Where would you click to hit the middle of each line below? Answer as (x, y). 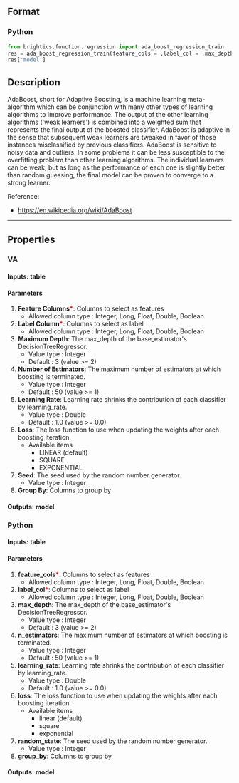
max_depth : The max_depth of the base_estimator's (94, 604)
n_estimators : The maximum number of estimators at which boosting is (122, 635)
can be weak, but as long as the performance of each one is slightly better (116, 167)
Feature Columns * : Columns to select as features (91, 308)
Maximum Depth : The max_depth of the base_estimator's (102, 339)
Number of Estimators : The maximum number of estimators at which (119, 369)
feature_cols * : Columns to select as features (84, 574)
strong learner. (29, 183)
